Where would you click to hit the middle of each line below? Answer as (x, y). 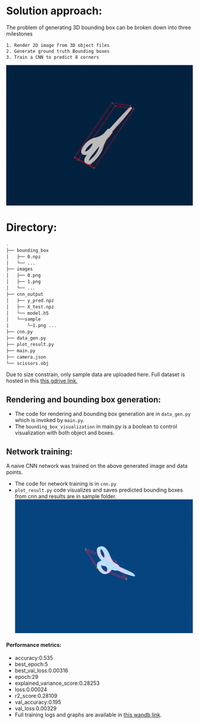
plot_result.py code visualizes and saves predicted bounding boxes (99, 490)
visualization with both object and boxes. (65, 433)
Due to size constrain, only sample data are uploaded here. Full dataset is (96, 374)
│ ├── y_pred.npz (30, 300)
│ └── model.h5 (28, 313)
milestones (20, 33)
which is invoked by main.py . (49, 420)
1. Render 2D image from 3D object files (58, 45)
